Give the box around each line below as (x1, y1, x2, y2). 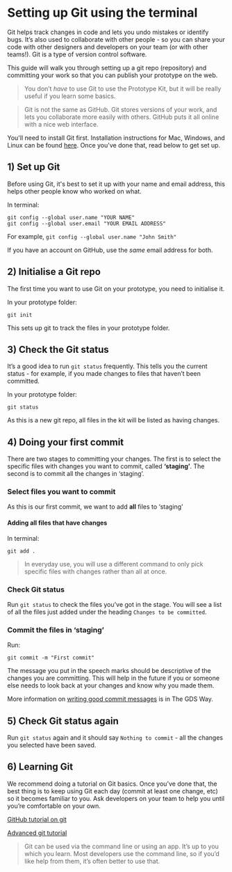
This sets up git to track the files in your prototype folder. (7, 324, 170, 332)
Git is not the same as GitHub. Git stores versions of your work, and (24, 105, 217, 113)
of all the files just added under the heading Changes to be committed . (7, 608, 207, 616)
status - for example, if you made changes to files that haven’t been (7, 370, 201, 378)
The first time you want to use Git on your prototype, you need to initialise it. (7, 284, 225, 293)
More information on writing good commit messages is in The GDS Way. (7, 695, 213, 704)
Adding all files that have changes (7, 518, 108, 527)
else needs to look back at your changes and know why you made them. (7, 681, 215, 690)
